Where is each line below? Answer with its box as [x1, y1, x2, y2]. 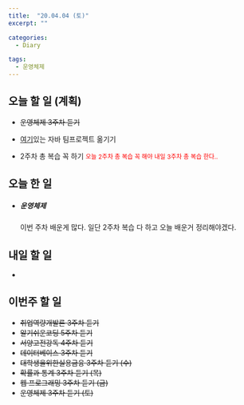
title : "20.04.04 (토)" [8, 11, 89, 20]
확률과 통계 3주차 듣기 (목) [19, 367, 102, 377]
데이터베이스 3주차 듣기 [19, 347, 93, 357]
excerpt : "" [8, 19, 48, 27]
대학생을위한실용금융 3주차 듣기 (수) [19, 358, 132, 367]
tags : [8, 55, 26, 64]
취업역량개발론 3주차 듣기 [19, 318, 100, 327]
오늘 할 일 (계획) [8, 94, 82, 108]
